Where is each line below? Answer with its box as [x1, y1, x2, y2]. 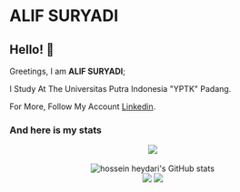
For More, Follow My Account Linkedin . [9, 101, 156, 112]
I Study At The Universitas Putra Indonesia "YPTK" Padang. [9, 84, 232, 94]
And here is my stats [9, 124, 103, 136]
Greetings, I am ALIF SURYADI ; [9, 66, 125, 76]
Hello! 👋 [9, 42, 55, 57]
